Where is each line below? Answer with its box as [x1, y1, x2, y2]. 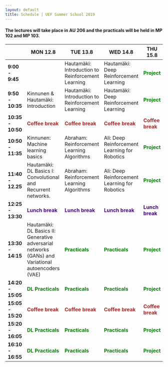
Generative [26, 233, 53, 240]
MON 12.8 [30, 48, 56, 55]
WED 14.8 [109, 48, 133, 55]
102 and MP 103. [5, 33, 40, 39]
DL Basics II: [26, 227, 56, 234]
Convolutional [26, 173, 59, 180]
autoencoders [26, 265, 60, 272]
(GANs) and [26, 252, 55, 259]
